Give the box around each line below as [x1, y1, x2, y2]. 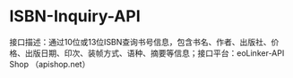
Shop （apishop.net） [9, 58, 90, 69]
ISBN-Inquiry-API [9, 6, 141, 27]
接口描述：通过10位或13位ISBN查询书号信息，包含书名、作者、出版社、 [9, 36, 271, 47]
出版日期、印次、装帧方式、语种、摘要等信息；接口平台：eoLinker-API [24, 47, 285, 58]
